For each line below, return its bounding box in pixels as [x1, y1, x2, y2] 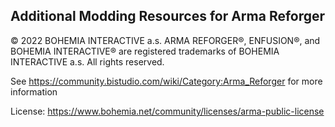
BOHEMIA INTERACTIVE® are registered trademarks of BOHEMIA [10, 45, 280, 57]
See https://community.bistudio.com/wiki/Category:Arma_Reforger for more [10, 75, 323, 87]
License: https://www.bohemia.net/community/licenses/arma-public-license [10, 105, 325, 117]
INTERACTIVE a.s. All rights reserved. [10, 55, 165, 68]
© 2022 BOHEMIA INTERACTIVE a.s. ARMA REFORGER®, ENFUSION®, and [10, 34, 321, 46]
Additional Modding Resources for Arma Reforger [10, 8, 326, 25]
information [10, 85, 58, 98]
